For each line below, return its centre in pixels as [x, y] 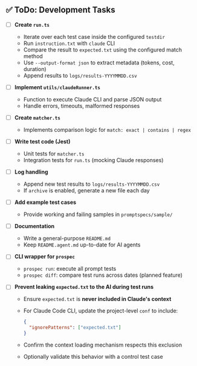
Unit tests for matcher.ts [54, 154]
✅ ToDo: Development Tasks [60, 10]
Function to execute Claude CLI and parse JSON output [92, 99]
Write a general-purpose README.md [67, 239]
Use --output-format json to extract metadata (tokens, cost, [99, 63]
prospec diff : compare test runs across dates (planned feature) [103, 275]
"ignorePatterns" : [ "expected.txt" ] [75, 328]
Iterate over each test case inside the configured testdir [94, 36]
